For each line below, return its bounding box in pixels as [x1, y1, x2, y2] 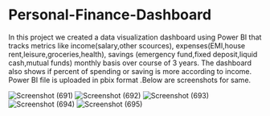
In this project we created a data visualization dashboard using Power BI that [8, 32, 262, 42]
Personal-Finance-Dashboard [8, 6, 211, 24]
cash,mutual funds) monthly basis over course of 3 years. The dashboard [8, 58, 252, 68]
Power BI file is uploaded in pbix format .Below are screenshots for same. [8, 75, 252, 85]
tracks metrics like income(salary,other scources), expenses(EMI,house [8, 40, 246, 50]
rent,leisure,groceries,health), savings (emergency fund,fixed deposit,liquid [8, 49, 258, 59]
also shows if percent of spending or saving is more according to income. [8, 66, 252, 76]
